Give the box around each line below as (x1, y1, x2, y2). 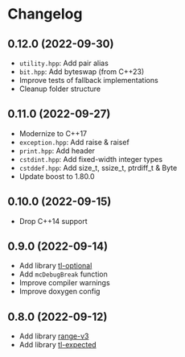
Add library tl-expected (18, 340, 97, 350)
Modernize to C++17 (18, 128, 88, 138)
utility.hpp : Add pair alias (18, 58, 109, 68)
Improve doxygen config (18, 287, 101, 297)
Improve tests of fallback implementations (18, 76, 158, 85)
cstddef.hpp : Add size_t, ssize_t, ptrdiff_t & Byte (18, 163, 178, 172)
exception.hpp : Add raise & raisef (18, 137, 129, 147)
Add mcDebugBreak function (18, 269, 108, 279)
